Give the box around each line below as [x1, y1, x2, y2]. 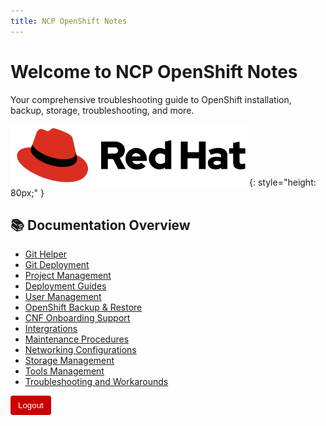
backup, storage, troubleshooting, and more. [10, 104, 195, 116]
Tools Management [24, 365, 105, 377]
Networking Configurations [24, 344, 137, 356]
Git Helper [24, 248, 68, 260]
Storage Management [24, 355, 115, 367]
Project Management [24, 270, 112, 282]
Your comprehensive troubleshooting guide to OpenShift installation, [10, 93, 292, 105]
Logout [18, 400, 44, 411]
